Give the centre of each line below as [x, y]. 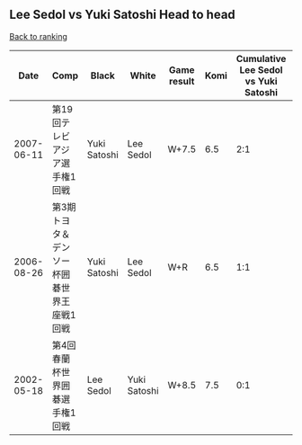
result [182, 81]
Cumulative [261, 58]
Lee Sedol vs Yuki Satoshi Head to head [122, 15]
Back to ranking [38, 36]
